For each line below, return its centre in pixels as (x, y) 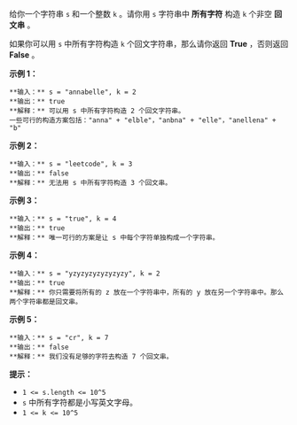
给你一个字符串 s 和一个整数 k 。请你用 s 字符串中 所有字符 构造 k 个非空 (141, 14)
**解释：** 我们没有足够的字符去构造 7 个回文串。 (91, 357)
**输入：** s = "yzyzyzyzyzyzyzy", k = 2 (85, 274)
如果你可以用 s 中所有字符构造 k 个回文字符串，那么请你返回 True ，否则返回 (149, 44)
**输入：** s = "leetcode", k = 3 (71, 164)
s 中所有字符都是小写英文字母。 (79, 402)
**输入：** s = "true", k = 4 (63, 219)
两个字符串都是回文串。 (46, 302)
